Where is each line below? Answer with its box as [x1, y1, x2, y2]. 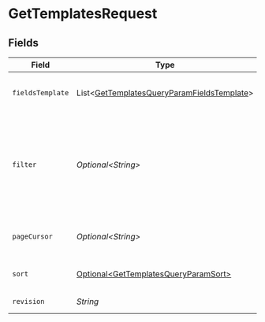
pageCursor [12, 232, 53, 241]
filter [12, 161, 37, 169]
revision [12, 297, 45, 305]
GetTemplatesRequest [8, 5, 158, 23]
